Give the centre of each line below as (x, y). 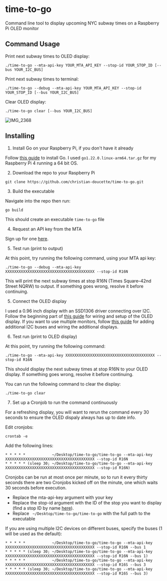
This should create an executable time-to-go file (55, 219)
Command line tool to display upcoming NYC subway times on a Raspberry (82, 23)
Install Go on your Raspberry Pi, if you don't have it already (73, 148)
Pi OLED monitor (22, 28)
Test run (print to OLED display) (45, 336)
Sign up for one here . (27, 238)
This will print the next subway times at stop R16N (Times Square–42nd (78, 280)
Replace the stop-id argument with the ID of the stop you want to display (87, 502)
